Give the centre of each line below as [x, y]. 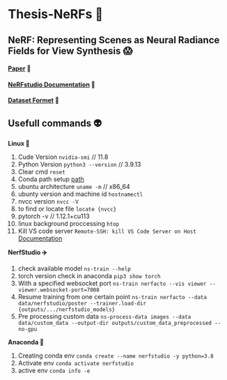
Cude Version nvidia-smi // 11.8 [63, 157]
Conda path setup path [51, 179]
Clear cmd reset [41, 172]
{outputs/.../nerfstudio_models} [66, 310]
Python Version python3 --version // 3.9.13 [79, 165]
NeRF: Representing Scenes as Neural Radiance [114, 40]
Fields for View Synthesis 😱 [70, 51]
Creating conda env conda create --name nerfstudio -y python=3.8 [116, 356]
